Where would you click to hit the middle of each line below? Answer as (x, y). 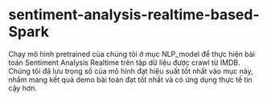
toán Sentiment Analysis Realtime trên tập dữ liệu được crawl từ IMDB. (124, 63)
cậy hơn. (23, 88)
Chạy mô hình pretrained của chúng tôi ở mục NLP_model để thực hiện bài (132, 54)
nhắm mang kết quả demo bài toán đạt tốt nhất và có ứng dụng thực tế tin (131, 79)
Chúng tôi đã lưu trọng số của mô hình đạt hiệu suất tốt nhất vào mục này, (131, 71)
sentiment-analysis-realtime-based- (134, 15)
